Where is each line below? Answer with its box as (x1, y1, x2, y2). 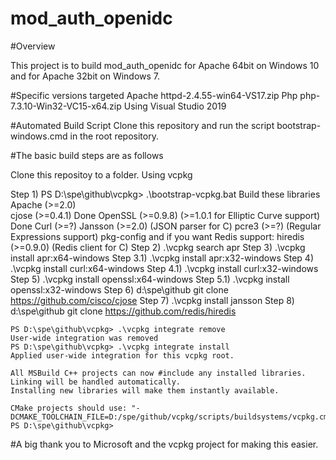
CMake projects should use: (10, 403, 128, 413)
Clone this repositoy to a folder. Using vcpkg (10, 168, 193, 181)
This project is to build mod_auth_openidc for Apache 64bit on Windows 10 (10, 59, 320, 71)
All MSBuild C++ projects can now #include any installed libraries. (10, 368, 307, 378)
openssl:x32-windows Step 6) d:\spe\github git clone (10, 283, 229, 296)
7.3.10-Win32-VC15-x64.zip (10, 100, 122, 112)
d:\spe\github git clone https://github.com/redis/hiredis (10, 305, 237, 317)
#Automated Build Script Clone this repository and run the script (10, 119, 275, 131)
